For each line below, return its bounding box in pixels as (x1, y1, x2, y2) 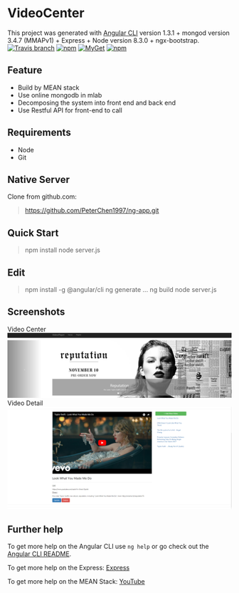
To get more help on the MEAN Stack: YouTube (7, 577, 146, 586)
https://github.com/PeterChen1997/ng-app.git (24, 206, 159, 215)
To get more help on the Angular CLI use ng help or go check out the (7, 542, 209, 551)
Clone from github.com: (7, 192, 77, 201)
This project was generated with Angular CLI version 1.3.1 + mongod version (7, 28, 230, 37)
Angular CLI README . (7, 550, 72, 558)
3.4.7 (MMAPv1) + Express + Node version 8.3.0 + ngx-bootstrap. (7, 36, 200, 44)
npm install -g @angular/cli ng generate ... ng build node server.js (24, 285, 217, 293)
